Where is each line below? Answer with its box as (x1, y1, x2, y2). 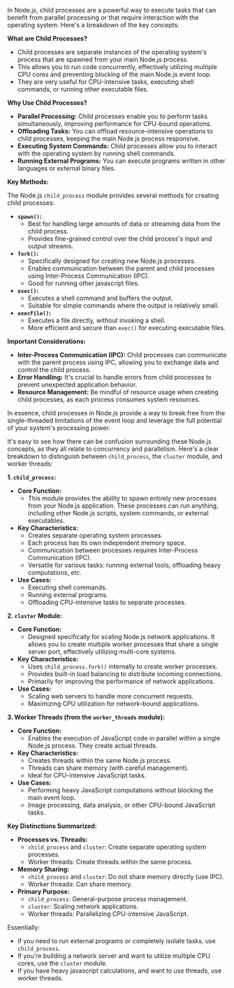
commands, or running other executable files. (17, 85, 149, 93)
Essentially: (7, 923, 41, 931)
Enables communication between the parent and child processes (27, 264, 215, 272)
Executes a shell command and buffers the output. (27, 294, 173, 302)
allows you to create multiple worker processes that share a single (27, 640, 219, 648)
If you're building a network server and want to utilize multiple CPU (17, 952, 211, 960)
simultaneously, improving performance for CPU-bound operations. (17, 120, 212, 128)
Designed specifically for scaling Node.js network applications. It (27, 633, 215, 640)
